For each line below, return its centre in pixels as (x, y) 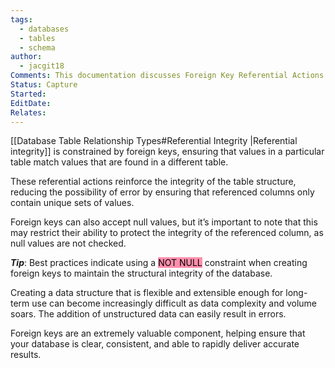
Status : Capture (44, 85)
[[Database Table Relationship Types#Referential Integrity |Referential (154, 141)
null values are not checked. (68, 243)
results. (26, 355)
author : (26, 57)
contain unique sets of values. (72, 203)
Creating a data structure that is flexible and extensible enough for (147, 293)
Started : (28, 94)
